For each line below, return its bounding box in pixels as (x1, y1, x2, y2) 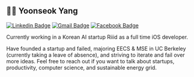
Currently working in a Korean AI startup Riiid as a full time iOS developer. (6, 33, 188, 41)
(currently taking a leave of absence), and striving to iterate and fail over (6, 51, 185, 58)
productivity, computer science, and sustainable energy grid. (6, 64, 157, 71)
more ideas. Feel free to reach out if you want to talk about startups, (6, 57, 175, 64)
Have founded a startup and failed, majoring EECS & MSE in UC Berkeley (6, 45, 186, 52)
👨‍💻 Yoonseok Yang (6, 6, 78, 16)
